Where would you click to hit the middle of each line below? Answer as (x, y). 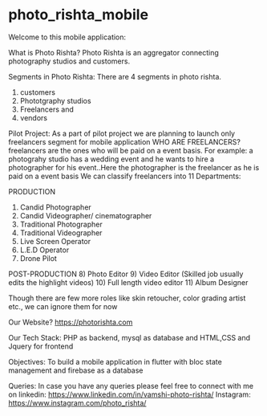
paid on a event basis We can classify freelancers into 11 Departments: (125, 176)
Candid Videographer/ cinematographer (86, 215)
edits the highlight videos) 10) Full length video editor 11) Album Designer (128, 282)
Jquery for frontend (41, 346)
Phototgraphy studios (55, 100)
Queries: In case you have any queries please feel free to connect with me (131, 385)
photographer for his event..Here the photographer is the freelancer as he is (134, 167)
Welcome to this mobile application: (67, 37)
